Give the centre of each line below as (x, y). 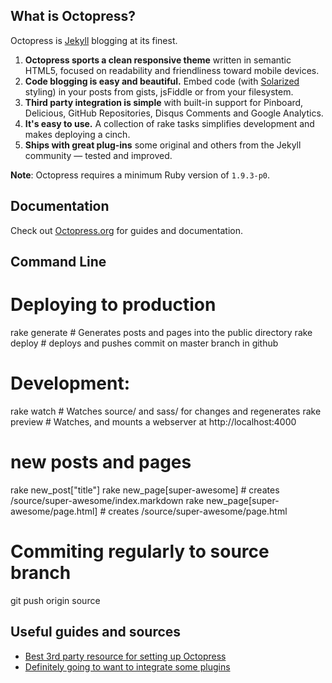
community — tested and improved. (98, 155)
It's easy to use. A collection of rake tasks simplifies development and (169, 123)
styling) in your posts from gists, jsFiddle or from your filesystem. (159, 91)
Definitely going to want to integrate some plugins (127, 666)
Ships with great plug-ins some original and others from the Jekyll (163, 145)
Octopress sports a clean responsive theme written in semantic (158, 60)
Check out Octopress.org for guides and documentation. (127, 230)
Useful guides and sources (96, 632)
